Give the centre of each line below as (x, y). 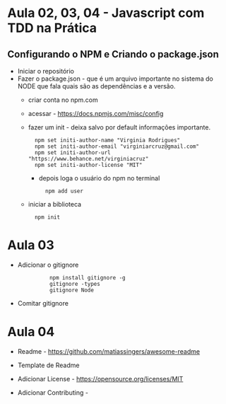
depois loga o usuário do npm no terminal (99, 178)
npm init (47, 217)
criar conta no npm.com (63, 100)
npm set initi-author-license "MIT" (88, 165)
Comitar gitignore (43, 303)
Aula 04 (31, 332)
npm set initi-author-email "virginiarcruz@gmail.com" (117, 146)
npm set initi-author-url (72, 153)
